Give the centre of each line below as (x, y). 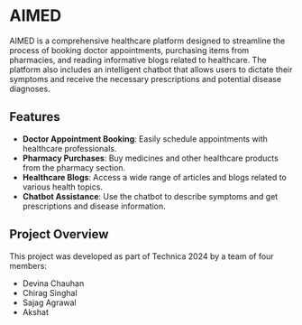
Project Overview (59, 234)
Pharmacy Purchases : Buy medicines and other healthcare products (151, 158)
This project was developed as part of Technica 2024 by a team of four (142, 256)
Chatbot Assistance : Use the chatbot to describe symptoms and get (150, 196)
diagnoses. (30, 88)
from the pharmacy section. (74, 167)
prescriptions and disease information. (94, 206)
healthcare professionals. (69, 148)
